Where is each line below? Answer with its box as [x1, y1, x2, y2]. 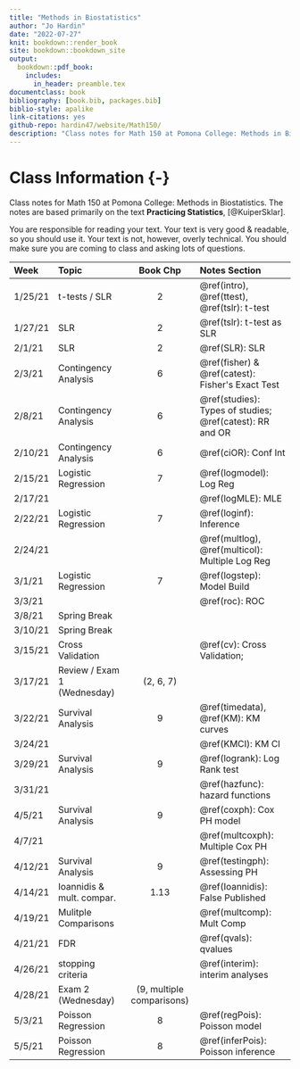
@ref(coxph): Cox [199, 803, 275, 816]
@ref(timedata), [199, 700, 266, 713]
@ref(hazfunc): [199, 777, 264, 790]
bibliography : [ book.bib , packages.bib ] [9, 95, 162, 105]
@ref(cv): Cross [199, 638, 267, 651]
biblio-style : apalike [9, 104, 94, 113]
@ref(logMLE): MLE [199, 492, 283, 504]
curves [199, 723, 229, 735]
